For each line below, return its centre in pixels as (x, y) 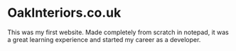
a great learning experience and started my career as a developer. (104, 39)
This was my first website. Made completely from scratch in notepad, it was (118, 32)
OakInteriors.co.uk (64, 13)
